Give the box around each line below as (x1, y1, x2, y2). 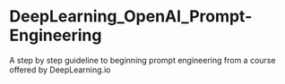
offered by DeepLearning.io (9, 64, 111, 75)
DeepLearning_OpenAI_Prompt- (9, 6, 253, 27)
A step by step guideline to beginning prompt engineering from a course (9, 55, 276, 65)
